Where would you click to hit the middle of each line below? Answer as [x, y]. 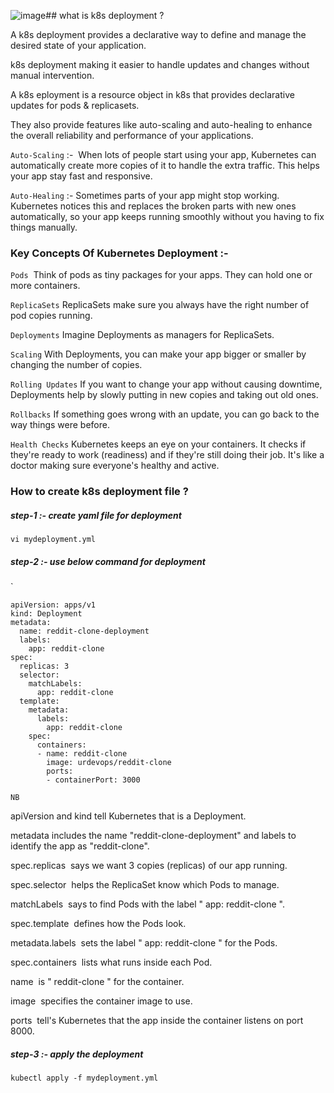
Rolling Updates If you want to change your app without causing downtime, [166, 384]
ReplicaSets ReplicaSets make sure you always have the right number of [160, 305]
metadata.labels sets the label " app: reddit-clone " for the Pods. [144, 943]
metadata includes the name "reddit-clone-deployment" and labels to [153, 836]
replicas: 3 [44, 666]
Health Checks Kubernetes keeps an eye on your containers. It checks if [158, 444]
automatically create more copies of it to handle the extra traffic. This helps [165, 165]
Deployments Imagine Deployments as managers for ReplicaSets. [142, 335]
